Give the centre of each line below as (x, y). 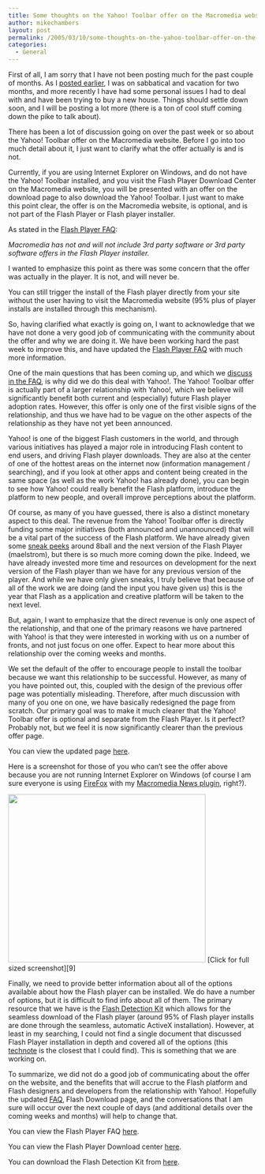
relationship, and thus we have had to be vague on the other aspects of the (130, 415)
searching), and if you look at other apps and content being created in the (128, 472)
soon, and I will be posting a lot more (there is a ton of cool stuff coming (125, 108)
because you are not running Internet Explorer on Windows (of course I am (130, 775)
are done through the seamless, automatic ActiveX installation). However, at (131, 1025)
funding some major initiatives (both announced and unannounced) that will (131, 529)
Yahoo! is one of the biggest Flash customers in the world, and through (123, 438)
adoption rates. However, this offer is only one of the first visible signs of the (132, 406)
